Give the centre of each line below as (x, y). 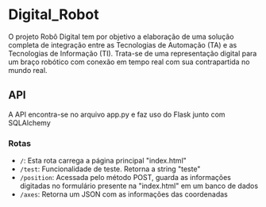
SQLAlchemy (30, 123)
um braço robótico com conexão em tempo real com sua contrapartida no (129, 62)
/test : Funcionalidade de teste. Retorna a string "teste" (110, 169)
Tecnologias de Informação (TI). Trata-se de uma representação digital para (133, 53)
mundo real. (28, 70)
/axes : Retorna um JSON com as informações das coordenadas (123, 194)
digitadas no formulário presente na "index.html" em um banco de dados (139, 186)
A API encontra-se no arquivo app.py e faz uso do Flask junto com (117, 114)
